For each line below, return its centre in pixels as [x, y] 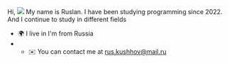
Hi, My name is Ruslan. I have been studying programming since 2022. [115, 12]
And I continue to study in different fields [67, 19]
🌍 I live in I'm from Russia [55, 33]
